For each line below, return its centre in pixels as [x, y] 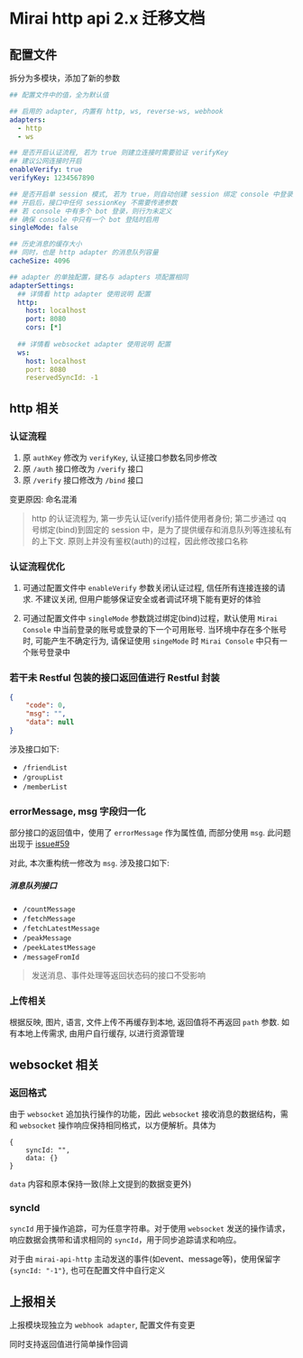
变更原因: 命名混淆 [43, 499]
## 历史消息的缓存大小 [46, 245]
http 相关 [35, 408]
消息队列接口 [33, 885]
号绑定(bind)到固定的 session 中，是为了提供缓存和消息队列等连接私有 [162, 530]
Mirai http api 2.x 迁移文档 [107, 18]
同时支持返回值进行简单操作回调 [69, 1344]
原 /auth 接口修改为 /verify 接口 [83, 468]
